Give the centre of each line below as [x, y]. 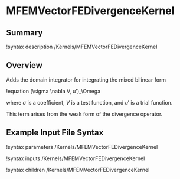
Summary [24, 33]
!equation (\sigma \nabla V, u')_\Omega [53, 91]
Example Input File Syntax [55, 133]
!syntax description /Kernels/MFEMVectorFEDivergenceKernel [82, 47]
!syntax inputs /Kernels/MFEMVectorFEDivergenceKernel [76, 158]
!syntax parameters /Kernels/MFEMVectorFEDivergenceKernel [82, 147]
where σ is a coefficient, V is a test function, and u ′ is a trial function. [89, 102]
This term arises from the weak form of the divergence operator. [84, 114]
